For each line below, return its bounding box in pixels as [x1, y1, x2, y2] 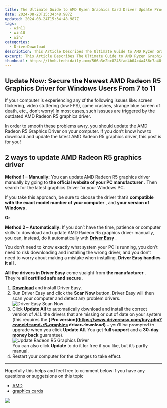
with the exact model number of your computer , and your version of [5, 199, 150, 205]
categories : [5, 40, 30, 45]
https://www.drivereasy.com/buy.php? [79, 316, 162, 322]
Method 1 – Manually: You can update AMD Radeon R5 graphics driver [5, 174, 150, 180]
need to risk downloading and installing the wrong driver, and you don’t [5, 249, 151, 255]
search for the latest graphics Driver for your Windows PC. [5, 184, 125, 190]
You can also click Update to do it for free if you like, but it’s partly [12, 342, 148, 348]
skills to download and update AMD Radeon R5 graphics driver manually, [5, 229, 154, 235]
